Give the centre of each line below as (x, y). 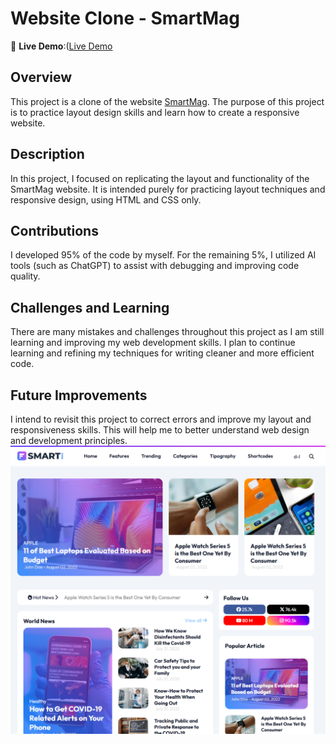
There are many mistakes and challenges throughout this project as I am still (167, 332)
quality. (25, 276)
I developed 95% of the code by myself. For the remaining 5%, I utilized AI (163, 255)
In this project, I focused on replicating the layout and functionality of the (160, 178)
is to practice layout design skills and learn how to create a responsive (155, 112)
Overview (41, 77)
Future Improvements (79, 395)
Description (47, 154)
